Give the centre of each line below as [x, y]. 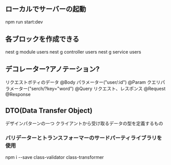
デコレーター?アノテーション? [52, 69]
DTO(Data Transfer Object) [49, 111]
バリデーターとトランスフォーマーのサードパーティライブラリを [84, 138]
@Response [18, 95]
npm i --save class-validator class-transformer [55, 157]
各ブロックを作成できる [42, 39]
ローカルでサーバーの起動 [46, 9]
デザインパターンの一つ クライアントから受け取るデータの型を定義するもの [84, 124]
